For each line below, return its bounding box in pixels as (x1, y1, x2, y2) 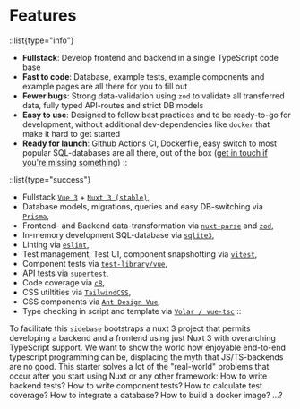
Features (9, 5, 77, 26)
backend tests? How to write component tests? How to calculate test (9, 379, 262, 390)
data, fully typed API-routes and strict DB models (21, 99, 204, 110)
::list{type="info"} (9, 35, 74, 46)
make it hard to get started (21, 128, 121, 139)
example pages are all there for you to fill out (21, 81, 188, 91)
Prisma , (21, 210, 49, 221)
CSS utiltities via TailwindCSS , (21, 286, 132, 297)
